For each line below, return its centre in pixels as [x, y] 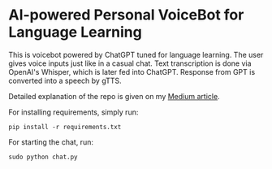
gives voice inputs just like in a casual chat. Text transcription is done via [130, 63]
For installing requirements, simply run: [73, 112]
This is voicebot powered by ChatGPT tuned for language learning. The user [136, 54]
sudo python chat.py [43, 157]
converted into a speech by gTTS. [65, 80]
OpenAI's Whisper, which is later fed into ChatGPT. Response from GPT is [132, 71]
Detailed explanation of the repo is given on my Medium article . [114, 96]
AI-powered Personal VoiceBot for [126, 15]
